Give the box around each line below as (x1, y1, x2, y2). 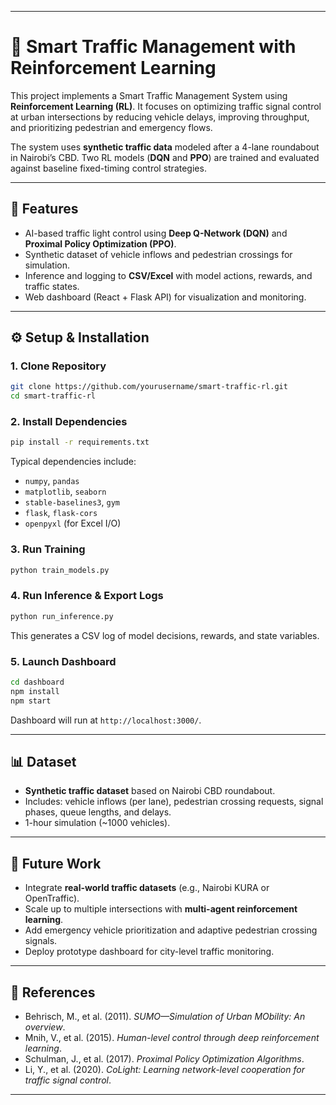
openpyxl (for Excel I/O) (24, 517, 122, 530)
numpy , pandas (24, 475, 80, 487)
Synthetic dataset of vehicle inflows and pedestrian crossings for (24, 248, 293, 260)
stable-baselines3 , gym (24, 496, 120, 508)
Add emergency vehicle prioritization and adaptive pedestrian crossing (24, 924, 318, 936)
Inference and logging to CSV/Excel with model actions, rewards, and (24, 269, 313, 281)
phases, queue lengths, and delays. (24, 806, 172, 818)
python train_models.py (10, 565, 110, 575)
